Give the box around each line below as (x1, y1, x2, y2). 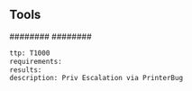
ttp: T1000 (9, 49, 50, 58)
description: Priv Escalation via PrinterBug (9, 74, 183, 83)
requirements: (9, 57, 63, 66)
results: (9, 65, 42, 75)
